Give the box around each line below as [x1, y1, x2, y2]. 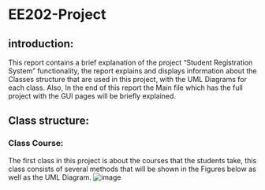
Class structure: [8, 114, 89, 128]
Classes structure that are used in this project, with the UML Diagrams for [8, 75, 247, 84]
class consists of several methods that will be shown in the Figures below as [8, 164, 256, 173]
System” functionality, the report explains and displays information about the [8, 66, 257, 76]
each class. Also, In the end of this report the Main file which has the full [8, 83, 243, 92]
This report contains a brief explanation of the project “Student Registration [8, 58, 253, 67]
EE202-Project [8, 6, 106, 24]
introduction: [8, 37, 74, 50]
